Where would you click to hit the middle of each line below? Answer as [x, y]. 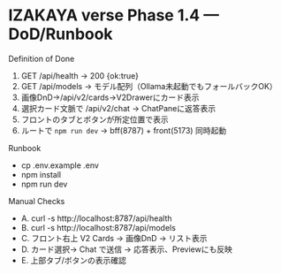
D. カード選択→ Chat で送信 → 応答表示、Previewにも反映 [127, 249]
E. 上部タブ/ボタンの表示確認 [74, 260]
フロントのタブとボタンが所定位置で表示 [95, 119]
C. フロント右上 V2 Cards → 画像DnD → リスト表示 [114, 238]
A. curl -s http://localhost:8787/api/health [97, 218]
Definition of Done [42, 58]
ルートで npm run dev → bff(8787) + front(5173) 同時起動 [124, 130]
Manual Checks [37, 201]
